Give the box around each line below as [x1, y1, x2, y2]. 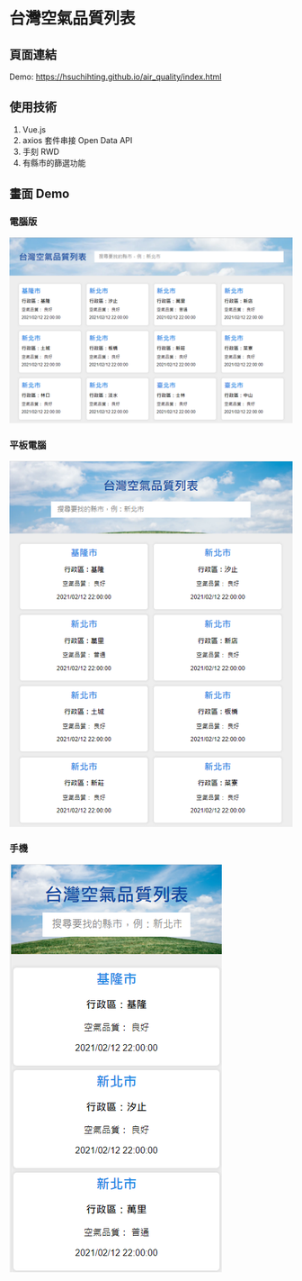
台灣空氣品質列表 [9, 8, 137, 29]
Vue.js [22, 123, 47, 135]
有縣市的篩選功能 [22, 157, 86, 168]
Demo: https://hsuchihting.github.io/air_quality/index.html [9, 71, 222, 82]
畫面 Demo [9, 186, 70, 202]
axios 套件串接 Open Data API [22, 134, 133, 145]
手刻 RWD [22, 146, 60, 157]
